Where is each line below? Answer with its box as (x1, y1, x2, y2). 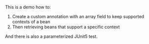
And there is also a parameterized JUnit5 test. (5, 34, 98, 39)
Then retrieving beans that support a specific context (12, 24, 120, 30)
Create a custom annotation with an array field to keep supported (12, 14, 145, 19)
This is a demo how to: (5, 4, 51, 10)
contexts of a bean (12, 19, 50, 24)
